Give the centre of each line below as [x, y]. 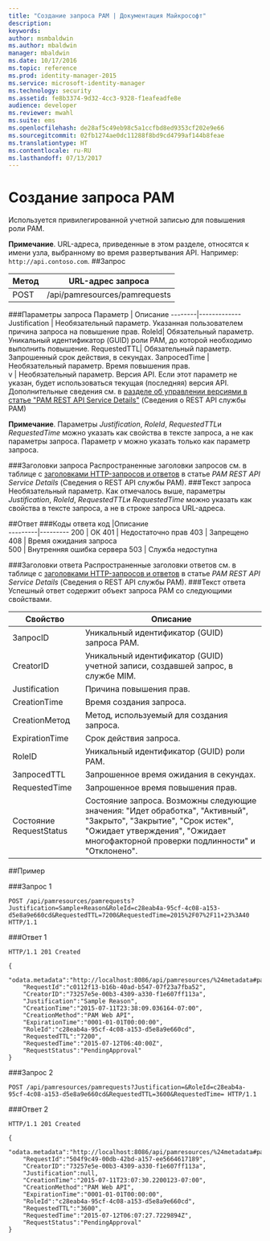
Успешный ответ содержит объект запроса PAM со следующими [120, 591]
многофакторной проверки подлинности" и [170, 841]
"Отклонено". [111, 851]
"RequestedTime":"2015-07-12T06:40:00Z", [93, 1044]
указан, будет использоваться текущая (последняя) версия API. [119, 383]
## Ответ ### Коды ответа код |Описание [78, 524]
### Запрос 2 [31, 1073]
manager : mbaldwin [39, 53]
